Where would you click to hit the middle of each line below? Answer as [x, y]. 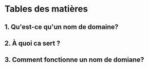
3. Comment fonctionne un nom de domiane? [74, 60]
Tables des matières [46, 9]
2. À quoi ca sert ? [32, 43]
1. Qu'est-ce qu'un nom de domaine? [62, 27]
